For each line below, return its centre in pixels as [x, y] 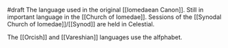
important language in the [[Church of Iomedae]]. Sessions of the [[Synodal [114, 17]
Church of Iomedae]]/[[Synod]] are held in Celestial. [81, 24]
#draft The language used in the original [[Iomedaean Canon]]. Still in [105, 10]
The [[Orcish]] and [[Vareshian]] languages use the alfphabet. [95, 37]
